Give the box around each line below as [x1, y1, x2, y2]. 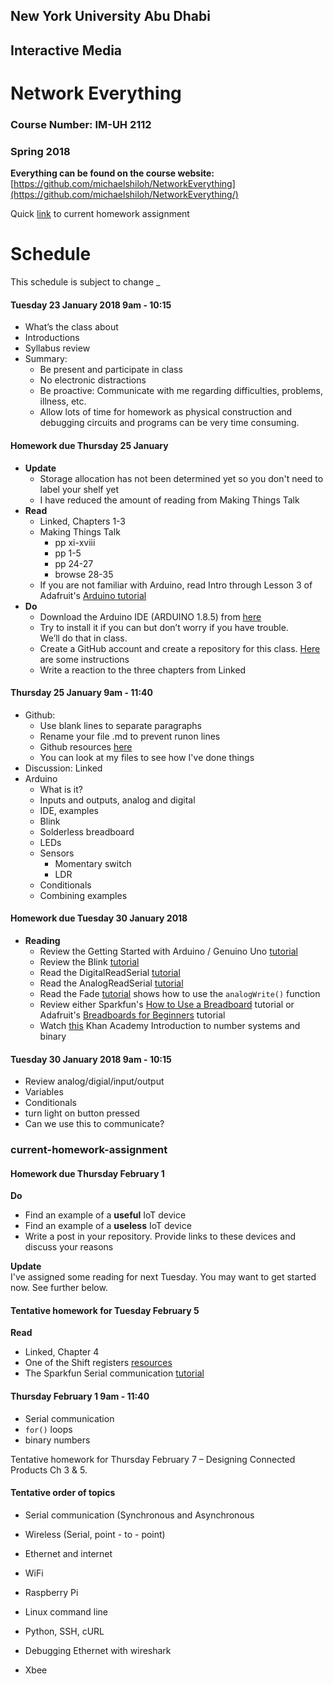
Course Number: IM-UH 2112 [10, 117, 152, 131]
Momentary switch [54, 857, 132, 869]
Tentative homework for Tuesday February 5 [10, 1304, 200, 1316]
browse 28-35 [54, 568, 114, 580]
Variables [24, 1086, 64, 1098]
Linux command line [24, 1605, 109, 1618]
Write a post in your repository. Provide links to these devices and [24, 1230, 296, 1243]
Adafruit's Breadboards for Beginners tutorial [39, 1009, 226, 1021]
